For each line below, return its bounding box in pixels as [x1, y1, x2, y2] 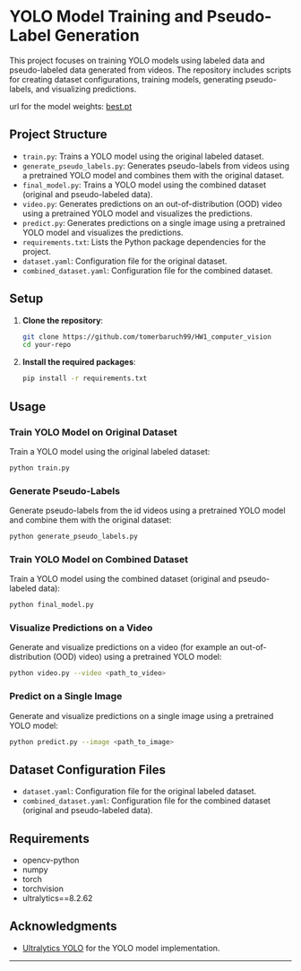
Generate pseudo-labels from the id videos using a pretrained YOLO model [9, 505, 286, 516]
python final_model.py [9, 601, 94, 610]
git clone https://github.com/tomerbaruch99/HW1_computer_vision [21, 332, 271, 342]
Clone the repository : [21, 315, 104, 325]
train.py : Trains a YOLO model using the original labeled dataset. [21, 151, 264, 161]
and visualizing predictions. [35, 83, 137, 94]
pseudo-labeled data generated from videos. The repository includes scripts [9, 65, 292, 75]
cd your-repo [21, 341, 72, 350]
